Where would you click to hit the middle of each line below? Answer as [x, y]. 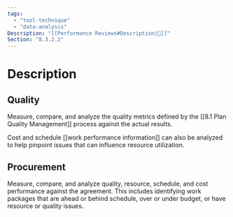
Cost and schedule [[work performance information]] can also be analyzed [115, 137]
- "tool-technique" [42, 20]
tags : [15, 14]
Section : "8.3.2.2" [36, 40]
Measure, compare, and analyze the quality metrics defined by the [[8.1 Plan [117, 117]
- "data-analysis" [41, 27]
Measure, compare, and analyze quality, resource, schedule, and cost [108, 184]
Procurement [36, 167]
